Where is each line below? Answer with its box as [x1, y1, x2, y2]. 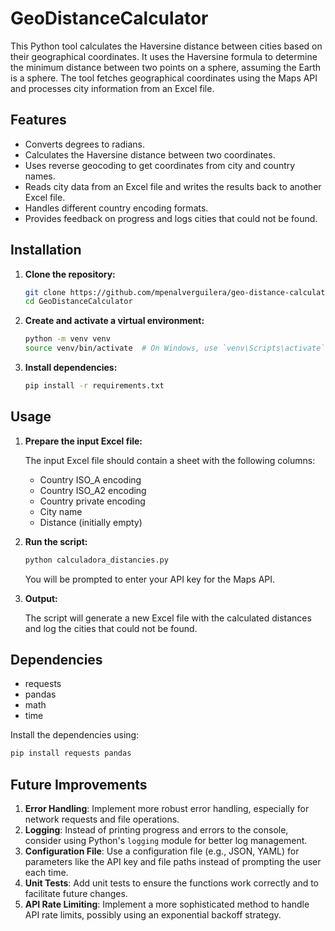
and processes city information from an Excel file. [10, 82, 215, 94]
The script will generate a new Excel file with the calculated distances [24, 612, 312, 624]
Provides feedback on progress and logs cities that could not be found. [24, 212, 318, 224]
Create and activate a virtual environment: [24, 315, 205, 327]
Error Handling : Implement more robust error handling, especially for [24, 803, 310, 815]
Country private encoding [39, 495, 146, 507]
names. [24, 170, 56, 182]
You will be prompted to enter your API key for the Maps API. [24, 573, 276, 585]
